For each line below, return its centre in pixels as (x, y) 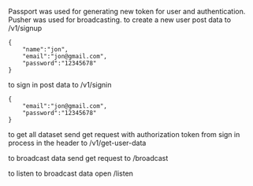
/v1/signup (25, 28)
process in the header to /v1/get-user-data (77, 143)
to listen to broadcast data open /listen (71, 173)
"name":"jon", (45, 50)
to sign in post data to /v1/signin (60, 85)
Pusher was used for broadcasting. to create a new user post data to (119, 20)
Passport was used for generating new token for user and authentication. (127, 11)
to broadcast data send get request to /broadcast (88, 158)
